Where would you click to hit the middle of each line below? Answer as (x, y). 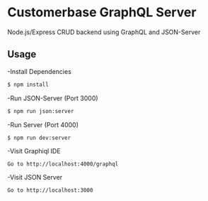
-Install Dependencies (40, 71)
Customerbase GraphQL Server (102, 12)
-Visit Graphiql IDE (34, 151)
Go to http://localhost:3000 (50, 190)
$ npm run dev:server (39, 138)
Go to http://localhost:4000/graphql (63, 164)
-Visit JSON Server (35, 178)
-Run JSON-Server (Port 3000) (53, 98)
